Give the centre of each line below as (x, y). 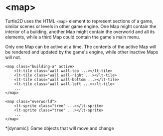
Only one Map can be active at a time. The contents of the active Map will (81, 46)
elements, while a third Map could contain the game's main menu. (73, 37)
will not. (13, 57)
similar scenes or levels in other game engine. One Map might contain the (81, 26)
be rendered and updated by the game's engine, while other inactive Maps (82, 52)
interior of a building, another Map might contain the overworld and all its (80, 31)
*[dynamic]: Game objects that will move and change (60, 128)
